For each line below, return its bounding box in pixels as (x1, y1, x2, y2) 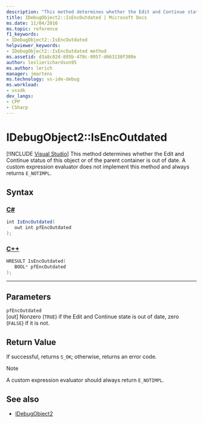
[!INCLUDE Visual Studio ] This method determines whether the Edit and (6, 150, 184, 158)
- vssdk (6, 88, 26, 94)
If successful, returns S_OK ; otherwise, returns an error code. (6, 353, 157, 360)
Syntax (6, 187, 34, 197)
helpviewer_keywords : (6, 43, 61, 49)
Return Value (6, 337, 56, 347)
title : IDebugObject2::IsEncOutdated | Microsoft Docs (6, 15, 147, 21)
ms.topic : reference (6, 25, 59, 32)
